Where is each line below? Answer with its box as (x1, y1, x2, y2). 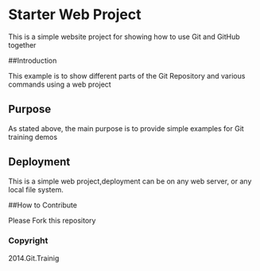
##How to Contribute (8, 200, 78, 210)
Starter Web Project (8, 6, 142, 24)
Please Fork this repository (8, 215, 96, 225)
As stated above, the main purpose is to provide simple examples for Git (8, 123, 244, 133)
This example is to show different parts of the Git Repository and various (8, 71, 246, 80)
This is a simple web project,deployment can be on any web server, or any (8, 176, 252, 186)
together (8, 40, 37, 49)
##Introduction (8, 56, 57, 65)
